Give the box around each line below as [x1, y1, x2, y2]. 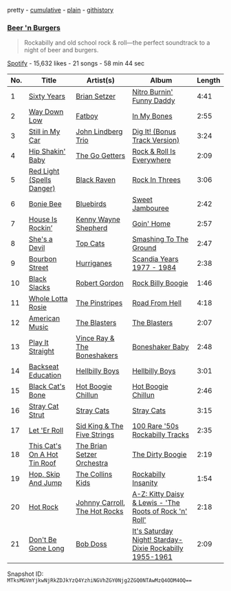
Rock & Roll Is [131, 147, 176, 156]
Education [28, 371, 62, 380]
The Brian [75, 441, 108, 450]
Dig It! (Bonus [131, 127, 177, 136]
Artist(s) [86, 76, 115, 85]
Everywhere [131, 155, 171, 165]
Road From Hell [131, 298, 182, 308]
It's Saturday [131, 526, 173, 536]
